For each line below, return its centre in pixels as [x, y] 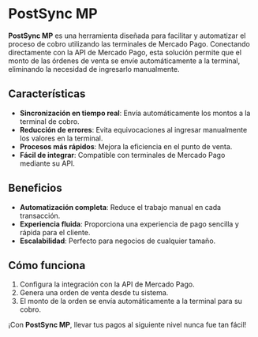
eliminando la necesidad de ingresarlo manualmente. [94, 69]
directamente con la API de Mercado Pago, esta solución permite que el [125, 52]
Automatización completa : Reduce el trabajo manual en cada [120, 207]
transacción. [40, 215]
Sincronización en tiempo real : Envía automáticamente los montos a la [135, 113]
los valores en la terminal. [61, 138]
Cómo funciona [47, 265]
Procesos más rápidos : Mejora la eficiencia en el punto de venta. [126, 146]
